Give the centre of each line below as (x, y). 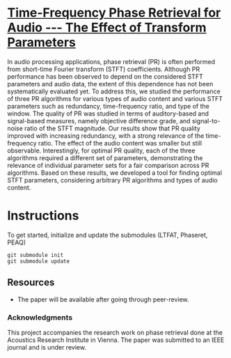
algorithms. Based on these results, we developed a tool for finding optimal (115, 173)
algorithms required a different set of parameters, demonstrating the (105, 157)
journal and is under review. (47, 347)
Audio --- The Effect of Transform (107, 28)
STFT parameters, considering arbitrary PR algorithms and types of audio (112, 180)
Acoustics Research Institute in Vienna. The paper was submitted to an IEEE (116, 340)
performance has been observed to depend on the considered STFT (105, 76)
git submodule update (39, 261)
